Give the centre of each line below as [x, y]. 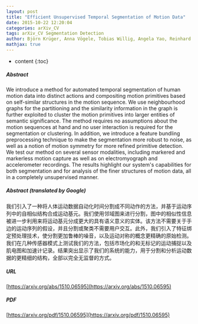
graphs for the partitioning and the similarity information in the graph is [92, 108]
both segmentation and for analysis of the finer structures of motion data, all [99, 171]
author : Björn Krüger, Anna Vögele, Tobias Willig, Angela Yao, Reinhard [99, 39]
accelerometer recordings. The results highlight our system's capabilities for [99, 164]
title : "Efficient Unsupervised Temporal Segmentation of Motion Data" [96, 17]
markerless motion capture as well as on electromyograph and [82, 158]
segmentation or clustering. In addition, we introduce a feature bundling [93, 133]
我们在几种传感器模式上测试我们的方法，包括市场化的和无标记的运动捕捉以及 [99, 243]
